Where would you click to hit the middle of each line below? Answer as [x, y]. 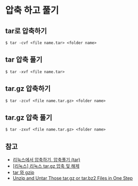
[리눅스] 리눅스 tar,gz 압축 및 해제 [46, 166]
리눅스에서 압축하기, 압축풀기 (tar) [46, 160]
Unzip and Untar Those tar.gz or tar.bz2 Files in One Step [73, 178]
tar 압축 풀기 [24, 60]
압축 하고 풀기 [32, 10]
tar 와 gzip [23, 172]
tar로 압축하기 [26, 31]
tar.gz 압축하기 [28, 89]
